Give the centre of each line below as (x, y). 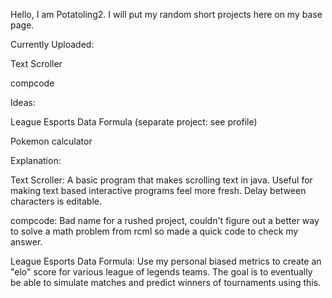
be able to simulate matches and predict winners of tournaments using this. (166, 282)
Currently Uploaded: (52, 44)
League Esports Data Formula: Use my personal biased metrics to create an (166, 261)
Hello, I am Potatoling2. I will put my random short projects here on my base (166, 14)
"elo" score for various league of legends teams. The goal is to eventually (161, 272)
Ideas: (23, 102)
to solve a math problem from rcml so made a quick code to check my (154, 231)
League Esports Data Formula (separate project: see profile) (134, 122)
